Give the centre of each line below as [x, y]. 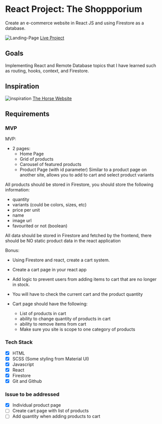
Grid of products [36, 159]
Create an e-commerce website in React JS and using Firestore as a [75, 23]
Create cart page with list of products [51, 411]
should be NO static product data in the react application [63, 241]
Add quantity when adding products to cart [56, 417]
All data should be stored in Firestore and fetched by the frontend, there [79, 236]
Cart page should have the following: [50, 304]
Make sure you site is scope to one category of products [77, 330]
